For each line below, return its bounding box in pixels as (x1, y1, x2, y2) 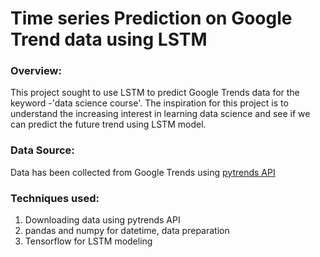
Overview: (10, 64, 62, 78)
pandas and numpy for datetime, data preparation (24, 225, 230, 237)
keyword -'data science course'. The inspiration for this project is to (10, 97, 289, 109)
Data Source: (10, 143, 75, 157)
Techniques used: (10, 191, 100, 205)
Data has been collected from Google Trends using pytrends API (10, 166, 276, 178)
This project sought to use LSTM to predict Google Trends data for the (10, 87, 300, 99)
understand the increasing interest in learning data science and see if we (10, 108, 311, 120)
